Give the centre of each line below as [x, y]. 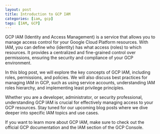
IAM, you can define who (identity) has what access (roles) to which [73, 47]
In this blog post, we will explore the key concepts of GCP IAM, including [78, 72]
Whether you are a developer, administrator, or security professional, [74, 97]
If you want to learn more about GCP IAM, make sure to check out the [75, 122]
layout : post [18, 10]
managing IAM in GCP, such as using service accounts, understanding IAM [80, 83]
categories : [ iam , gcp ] [29, 19]
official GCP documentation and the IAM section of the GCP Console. [74, 128]
